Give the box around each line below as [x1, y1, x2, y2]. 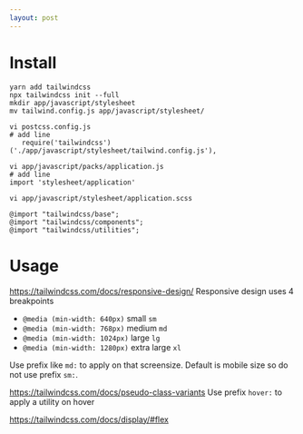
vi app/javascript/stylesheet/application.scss [9, 193, 193, 202]
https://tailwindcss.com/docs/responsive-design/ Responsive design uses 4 [9, 285, 295, 296]
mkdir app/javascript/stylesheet [9, 98, 136, 107]
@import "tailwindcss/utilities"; [9, 225, 141, 234]
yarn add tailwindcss [9, 83, 92, 92]
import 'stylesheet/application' [9, 178, 136, 187]
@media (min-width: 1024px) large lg [22, 332, 161, 343]
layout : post [9, 13, 59, 23]
